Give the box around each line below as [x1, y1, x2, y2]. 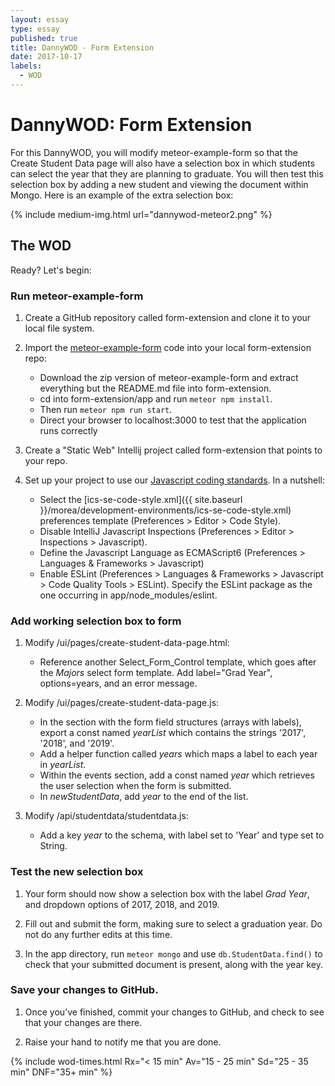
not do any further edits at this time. [24, 928, 173, 940]
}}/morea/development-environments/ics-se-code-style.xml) [39, 504, 292, 516]
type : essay [10, 24, 60, 34]
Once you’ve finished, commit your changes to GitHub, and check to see [24, 1006, 325, 1018]
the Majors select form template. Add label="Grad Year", [39, 667, 273, 679]
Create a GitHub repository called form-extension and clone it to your [24, 311, 312, 323]
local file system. [24, 322, 95, 334]
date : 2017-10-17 [10, 52, 83, 62]
